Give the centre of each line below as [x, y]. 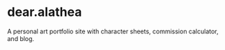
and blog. [21, 38]
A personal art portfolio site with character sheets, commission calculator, [113, 31]
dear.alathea [45, 12]
